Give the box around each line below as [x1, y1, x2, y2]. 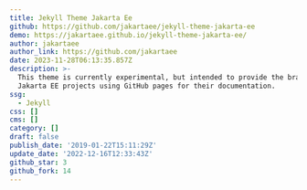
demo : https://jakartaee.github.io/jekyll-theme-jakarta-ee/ [9, 30, 248, 39]
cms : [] [9, 115, 39, 124]
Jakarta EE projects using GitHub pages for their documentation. [17, 81, 276, 90]
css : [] [9, 107, 39, 116]
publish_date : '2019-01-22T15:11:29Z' [9, 141, 157, 150]
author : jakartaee [9, 38, 79, 48]
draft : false [9, 132, 59, 142]
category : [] [9, 124, 59, 133]
